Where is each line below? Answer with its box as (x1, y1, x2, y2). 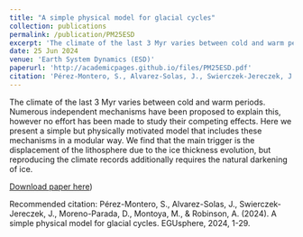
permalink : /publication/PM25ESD (9, 30, 135, 39)
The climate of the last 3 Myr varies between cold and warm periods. (9, 96, 266, 107)
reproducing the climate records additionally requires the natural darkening (9, 154, 289, 165)
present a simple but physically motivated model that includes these (9, 125, 262, 136)
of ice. (9, 163, 33, 174)
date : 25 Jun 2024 (9, 47, 78, 56)
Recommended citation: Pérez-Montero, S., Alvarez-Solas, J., (9, 198, 238, 209)
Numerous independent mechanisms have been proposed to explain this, (9, 105, 281, 117)
